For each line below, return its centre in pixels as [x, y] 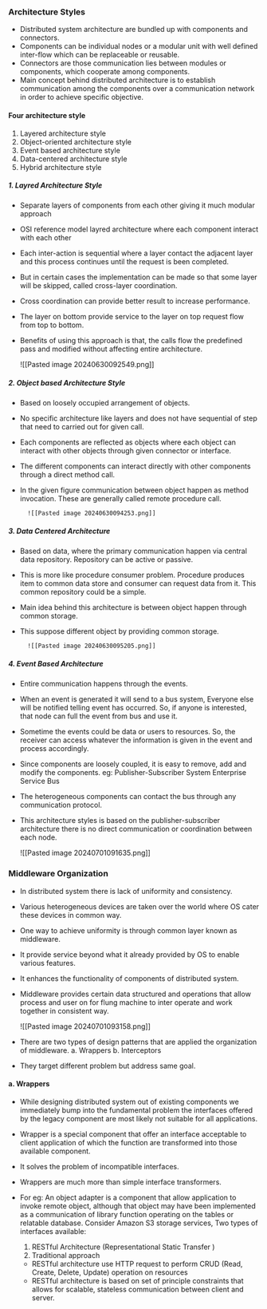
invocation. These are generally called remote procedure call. [120, 499]
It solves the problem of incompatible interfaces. [99, 1166]
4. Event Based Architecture [56, 664]
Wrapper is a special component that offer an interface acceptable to [133, 1134]
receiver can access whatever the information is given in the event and [136, 740]
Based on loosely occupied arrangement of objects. [105, 403]
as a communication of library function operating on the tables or [127, 1214]
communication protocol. [61, 805]
